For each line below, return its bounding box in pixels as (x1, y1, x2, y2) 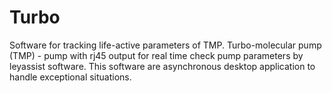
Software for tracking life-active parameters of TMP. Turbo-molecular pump (9, 39, 322, 51)
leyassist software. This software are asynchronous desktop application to (9, 60, 316, 72)
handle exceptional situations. (9, 71, 132, 83)
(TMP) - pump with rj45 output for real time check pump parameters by (9, 49, 304, 61)
